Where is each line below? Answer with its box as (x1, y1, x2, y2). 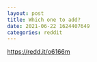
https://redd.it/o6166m (7, 48, 70, 56)
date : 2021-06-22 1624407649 (7, 22, 90, 29)
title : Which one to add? (7, 16, 81, 23)
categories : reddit (7, 29, 63, 36)
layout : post (7, 10, 44, 17)
